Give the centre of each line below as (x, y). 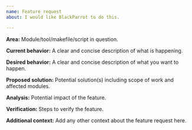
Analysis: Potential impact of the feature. (56, 97)
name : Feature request (34, 12)
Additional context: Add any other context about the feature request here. (96, 120)
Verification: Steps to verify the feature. (55, 109)
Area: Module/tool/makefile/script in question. (62, 39)
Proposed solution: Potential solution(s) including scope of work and (90, 80)
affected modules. (28, 86)
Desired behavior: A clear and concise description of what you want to (92, 62)
